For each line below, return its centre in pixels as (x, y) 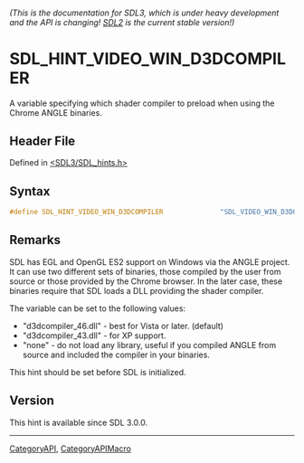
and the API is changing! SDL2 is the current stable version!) (122, 22)
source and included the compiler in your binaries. (116, 354)
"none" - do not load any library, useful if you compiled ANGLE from (149, 345)
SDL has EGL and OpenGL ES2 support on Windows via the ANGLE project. (150, 261)
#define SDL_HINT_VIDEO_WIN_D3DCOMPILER (87, 213)
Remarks (35, 240)
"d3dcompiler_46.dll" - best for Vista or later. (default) (123, 326)
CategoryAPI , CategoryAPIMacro (70, 449)
